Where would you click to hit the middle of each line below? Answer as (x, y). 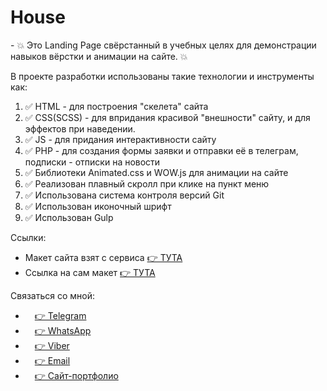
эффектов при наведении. (80, 128)
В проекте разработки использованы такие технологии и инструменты (162, 76)
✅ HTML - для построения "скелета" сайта (116, 106)
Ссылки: (28, 237)
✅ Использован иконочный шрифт (98, 206)
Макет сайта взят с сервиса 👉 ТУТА (103, 257)
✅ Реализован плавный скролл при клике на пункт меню (147, 183)
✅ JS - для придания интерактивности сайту (120, 139)
